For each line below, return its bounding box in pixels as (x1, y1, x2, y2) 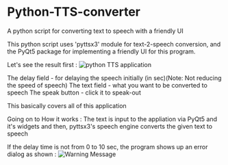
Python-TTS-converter (7, 4, 141, 20)
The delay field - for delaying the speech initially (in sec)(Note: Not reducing (7, 73, 222, 82)
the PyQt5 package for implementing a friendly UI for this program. (7, 47, 196, 55)
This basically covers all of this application (7, 101, 127, 110)
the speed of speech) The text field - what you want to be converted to (7, 81, 207, 89)
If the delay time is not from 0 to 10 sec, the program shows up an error (7, 142, 208, 151)
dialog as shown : (7, 150, 57, 158)
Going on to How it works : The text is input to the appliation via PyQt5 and (7, 114, 218, 123)
